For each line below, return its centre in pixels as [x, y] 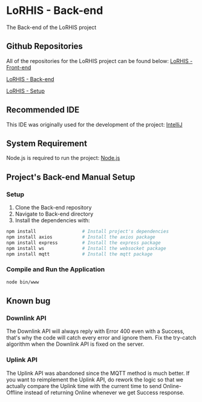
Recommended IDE [43, 110]
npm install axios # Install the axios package [81, 237]
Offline [15, 392]
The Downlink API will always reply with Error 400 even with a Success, [95, 331]
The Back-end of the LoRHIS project [51, 27]
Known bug [28, 301]
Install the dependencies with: [52, 220]
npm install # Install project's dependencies [88, 232]
